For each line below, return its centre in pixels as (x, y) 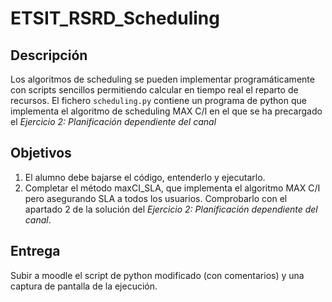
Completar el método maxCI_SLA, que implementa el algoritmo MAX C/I (172, 188)
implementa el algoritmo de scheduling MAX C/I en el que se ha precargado (166, 111)
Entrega (35, 251)
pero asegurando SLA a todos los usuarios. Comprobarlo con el (156, 198)
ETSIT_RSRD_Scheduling (115, 18)
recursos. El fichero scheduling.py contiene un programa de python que (158, 100)
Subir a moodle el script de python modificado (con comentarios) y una (157, 275)
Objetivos (41, 153)
